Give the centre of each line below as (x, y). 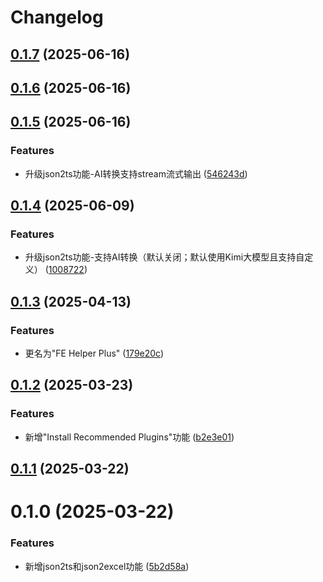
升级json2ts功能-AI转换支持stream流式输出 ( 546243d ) (136, 173)
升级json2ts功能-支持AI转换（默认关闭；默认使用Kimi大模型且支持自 (164, 257)
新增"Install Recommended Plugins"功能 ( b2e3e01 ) (129, 437)
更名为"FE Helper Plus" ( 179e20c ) (94, 353)
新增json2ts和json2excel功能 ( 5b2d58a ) (107, 566)
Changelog (57, 17)
